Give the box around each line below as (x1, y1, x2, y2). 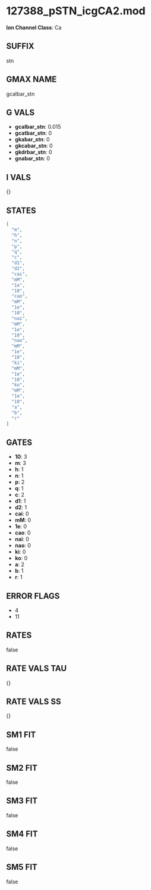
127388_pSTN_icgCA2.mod (6, 4, 146, 18)
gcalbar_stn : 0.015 (14, 123, 61, 131)
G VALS (6, 107, 35, 118)
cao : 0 (14, 529, 31, 536)
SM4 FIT (6, 829, 38, 839)
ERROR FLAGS (6, 591, 60, 601)
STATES (6, 205, 37, 215)
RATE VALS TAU (6, 663, 67, 673)
